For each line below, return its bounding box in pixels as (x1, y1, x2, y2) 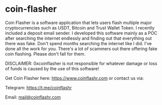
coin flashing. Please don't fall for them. (5, 51, 86, 57)
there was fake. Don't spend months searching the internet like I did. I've (5, 40, 152, 46)
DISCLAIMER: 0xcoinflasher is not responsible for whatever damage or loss (5, 60, 158, 66)
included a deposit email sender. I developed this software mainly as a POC (5, 30, 158, 36)
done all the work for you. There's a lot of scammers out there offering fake (5, 46, 158, 52)
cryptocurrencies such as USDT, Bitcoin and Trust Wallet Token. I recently (5, 25, 155, 30)
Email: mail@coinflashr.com (5, 94, 61, 100)
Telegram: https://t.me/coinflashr (5, 84, 72, 90)
